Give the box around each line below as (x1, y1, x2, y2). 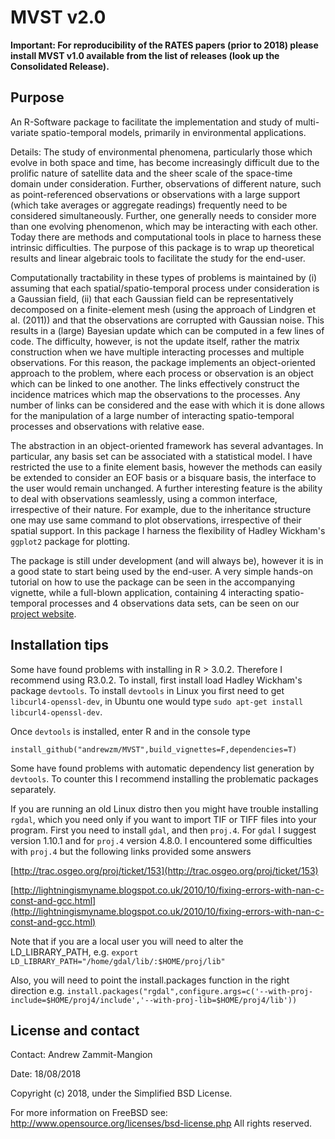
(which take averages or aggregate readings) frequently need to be (10, 199, 288, 211)
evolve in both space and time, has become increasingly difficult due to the (10, 156, 320, 168)
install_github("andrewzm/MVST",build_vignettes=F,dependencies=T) (10, 744, 298, 755)
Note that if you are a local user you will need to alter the (10, 935, 244, 947)
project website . (10, 607, 77, 620)
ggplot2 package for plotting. (10, 535, 131, 547)
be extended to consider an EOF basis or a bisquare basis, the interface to (10, 471, 317, 483)
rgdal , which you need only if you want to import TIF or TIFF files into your (10, 813, 317, 825)
